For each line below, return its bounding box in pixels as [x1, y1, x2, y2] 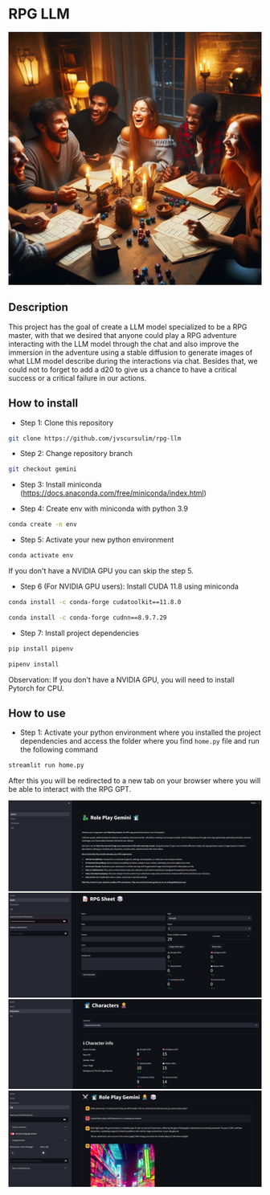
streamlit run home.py [8, 761, 84, 769]
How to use [8, 706, 66, 720]
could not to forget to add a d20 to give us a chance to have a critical [8, 365, 237, 374]
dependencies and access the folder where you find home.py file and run [19, 736, 260, 746]
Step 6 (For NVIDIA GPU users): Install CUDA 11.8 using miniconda [19, 581, 239, 591]
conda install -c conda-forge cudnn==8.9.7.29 [8, 614, 167, 622]
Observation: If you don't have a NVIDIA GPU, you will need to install [8, 675, 235, 684]
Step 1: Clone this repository [19, 418, 114, 427]
